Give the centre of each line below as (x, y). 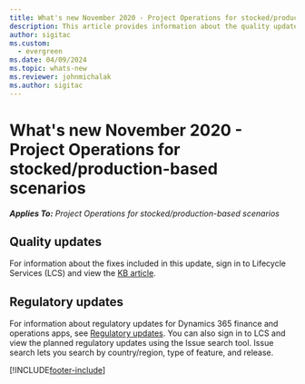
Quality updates (56, 241)
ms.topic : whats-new (49, 69)
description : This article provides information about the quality (140, 26)
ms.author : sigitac (46, 85)
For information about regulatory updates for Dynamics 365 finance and (144, 324)
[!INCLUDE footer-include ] (58, 370)
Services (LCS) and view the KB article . (83, 273)
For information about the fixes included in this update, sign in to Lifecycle (148, 263)
